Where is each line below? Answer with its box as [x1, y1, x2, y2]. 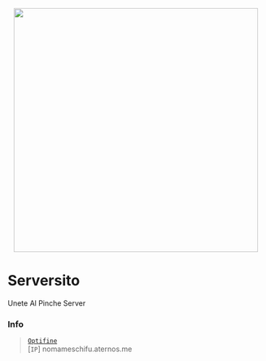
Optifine [27, 337, 58, 346]
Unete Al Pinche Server [7, 298, 86, 308]
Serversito [7, 272, 81, 290]
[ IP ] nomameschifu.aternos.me [27, 344, 133, 354]
